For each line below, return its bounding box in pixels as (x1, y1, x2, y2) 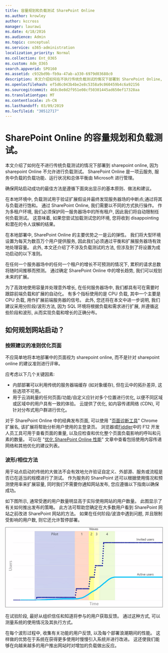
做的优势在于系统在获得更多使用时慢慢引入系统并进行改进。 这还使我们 (9, 636, 155, 642)
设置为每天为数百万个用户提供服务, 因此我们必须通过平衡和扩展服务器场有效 (5, 238, 161, 244)
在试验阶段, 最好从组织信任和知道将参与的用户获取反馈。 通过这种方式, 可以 (5, 613, 160, 619)
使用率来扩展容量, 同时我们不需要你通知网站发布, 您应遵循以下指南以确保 (9, 481, 159, 487)
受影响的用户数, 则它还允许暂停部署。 (5, 517, 82, 523)
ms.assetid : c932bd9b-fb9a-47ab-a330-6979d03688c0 (5, 72, 113, 77)
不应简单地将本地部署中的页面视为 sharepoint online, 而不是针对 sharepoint (5, 354, 160, 360)
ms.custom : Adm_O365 (5, 61, 48, 66)
